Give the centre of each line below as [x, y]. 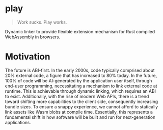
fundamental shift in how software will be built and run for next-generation [80, 117]
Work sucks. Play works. [42, 22]
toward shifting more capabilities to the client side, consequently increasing [81, 102]
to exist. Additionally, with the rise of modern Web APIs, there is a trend [77, 96]
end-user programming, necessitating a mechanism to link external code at [81, 86]
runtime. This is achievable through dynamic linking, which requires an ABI [81, 91]
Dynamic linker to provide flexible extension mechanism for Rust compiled [80, 31]
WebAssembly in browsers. [33, 37]
